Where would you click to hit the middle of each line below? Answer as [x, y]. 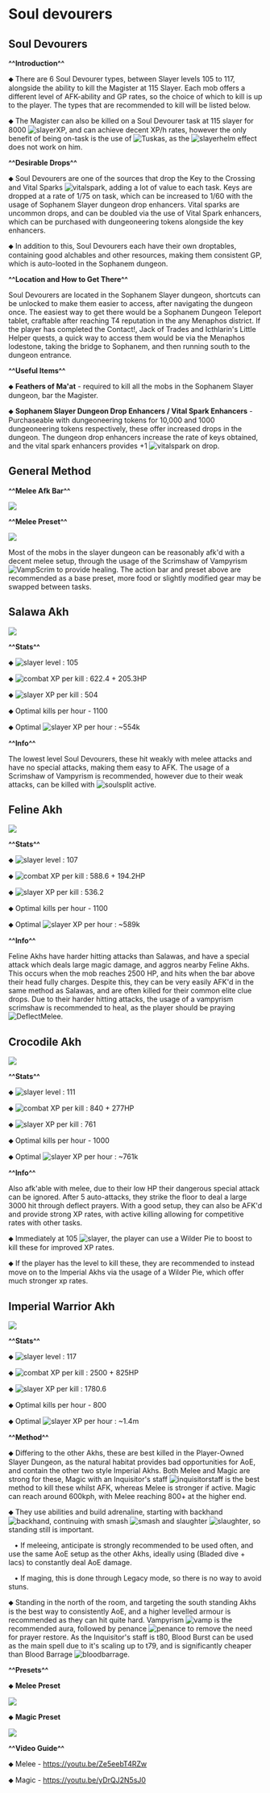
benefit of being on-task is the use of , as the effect [133, 139]
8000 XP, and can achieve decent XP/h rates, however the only [128, 130]
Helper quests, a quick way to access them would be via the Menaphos [127, 338]
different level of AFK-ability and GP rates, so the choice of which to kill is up [135, 97]
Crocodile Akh [45, 1041]
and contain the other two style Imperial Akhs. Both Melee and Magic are [129, 1471]
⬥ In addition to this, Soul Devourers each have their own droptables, [123, 246]
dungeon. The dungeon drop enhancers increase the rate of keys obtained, [133, 437]
